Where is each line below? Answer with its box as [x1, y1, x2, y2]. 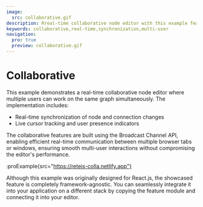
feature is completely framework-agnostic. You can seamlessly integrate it [6, 180, 192, 188]
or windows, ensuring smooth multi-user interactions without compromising [6, 144, 195, 151]
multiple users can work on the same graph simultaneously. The [6, 95, 166, 102]
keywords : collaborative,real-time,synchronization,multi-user [6, 25, 169, 32]
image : [6, 8, 23, 15]
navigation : [6, 31, 36, 38]
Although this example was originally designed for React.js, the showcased [6, 174, 193, 182]
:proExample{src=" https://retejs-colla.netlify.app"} [6, 162, 132, 169]
